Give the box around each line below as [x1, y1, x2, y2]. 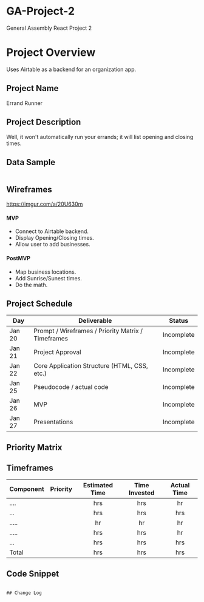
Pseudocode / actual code [33, 383, 109, 391]
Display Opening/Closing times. [15, 234, 94, 242]
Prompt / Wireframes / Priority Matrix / [33, 326, 143, 335]
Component [9, 484, 44, 493]
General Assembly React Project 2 [6, 24, 92, 32]
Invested [128, 489, 155, 497]
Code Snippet [6, 569, 59, 579]
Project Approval [33, 348, 81, 356]
